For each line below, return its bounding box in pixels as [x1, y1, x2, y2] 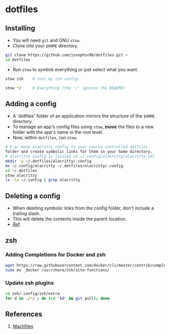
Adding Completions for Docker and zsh [5, 251, 106, 258]
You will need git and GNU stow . [12, 37, 81, 43]
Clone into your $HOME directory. [12, 43, 78, 49]
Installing [5, 24, 35, 33]
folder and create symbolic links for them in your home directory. [5, 149, 153, 155]
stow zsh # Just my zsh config [5, 76, 78, 81]
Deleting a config [5, 192, 61, 200]
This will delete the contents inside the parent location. [12, 216, 127, 222]
